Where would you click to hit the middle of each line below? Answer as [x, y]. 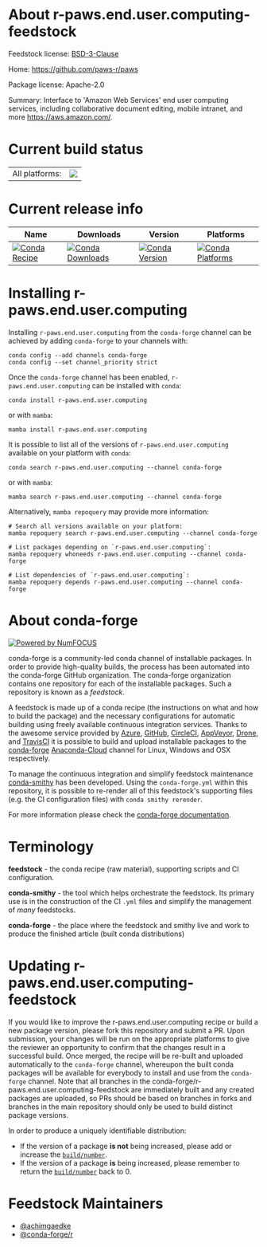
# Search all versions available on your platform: [95, 526]
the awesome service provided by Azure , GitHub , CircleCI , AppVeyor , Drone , [133, 733]
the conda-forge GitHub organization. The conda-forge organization [120, 675]
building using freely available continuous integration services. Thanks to [128, 724]
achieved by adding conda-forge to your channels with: [98, 340]
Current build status [76, 149]
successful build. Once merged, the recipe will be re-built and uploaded [126, 1056]
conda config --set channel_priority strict [83, 362]
